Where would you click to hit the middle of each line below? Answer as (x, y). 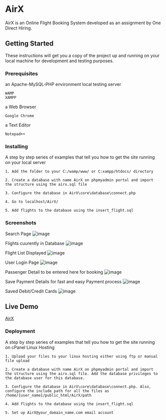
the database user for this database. (45, 378)
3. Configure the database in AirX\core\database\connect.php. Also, (78, 386)
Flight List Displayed (26, 252)
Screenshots (21, 223)
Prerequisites (21, 74)
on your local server (25, 163)
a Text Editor (18, 125)
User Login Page (22, 262)
